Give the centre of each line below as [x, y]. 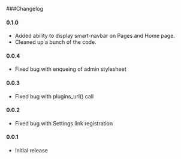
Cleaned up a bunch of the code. [56, 42]
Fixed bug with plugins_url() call [54, 96]
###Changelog [25, 9]
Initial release [31, 151]
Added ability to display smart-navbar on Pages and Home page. [95, 36]
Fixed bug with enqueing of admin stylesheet [71, 69]
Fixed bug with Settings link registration [64, 123]
